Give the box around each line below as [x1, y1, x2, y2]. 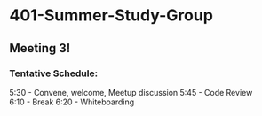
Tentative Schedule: [9, 67, 99, 80]
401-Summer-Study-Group [9, 5, 213, 26]
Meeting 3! [9, 41, 71, 56]
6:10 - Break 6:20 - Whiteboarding [9, 97, 135, 107]
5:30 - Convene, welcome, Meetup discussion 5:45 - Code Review [9, 87, 253, 97]
